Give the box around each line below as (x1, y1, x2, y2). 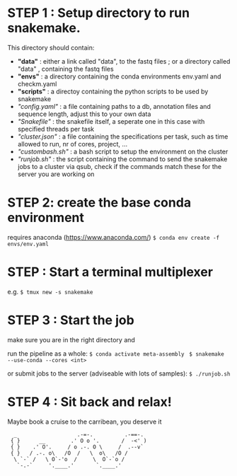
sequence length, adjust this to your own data (17, 110, 151, 118)
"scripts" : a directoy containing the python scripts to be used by (17, 87, 209, 95)
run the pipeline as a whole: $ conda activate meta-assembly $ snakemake (7, 349, 224, 358)
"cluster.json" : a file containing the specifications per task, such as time (17, 132, 229, 141)
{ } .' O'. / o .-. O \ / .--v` (10, 443, 144, 451)
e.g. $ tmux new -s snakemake (7, 287, 93, 296)
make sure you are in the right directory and (7, 335, 136, 344)
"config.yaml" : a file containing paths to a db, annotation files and (17, 102, 211, 110)
